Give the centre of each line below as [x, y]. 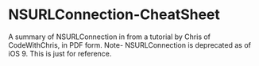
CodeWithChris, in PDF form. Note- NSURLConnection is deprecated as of [130, 45]
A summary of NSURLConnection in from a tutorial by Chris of [110, 37]
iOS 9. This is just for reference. [60, 53]
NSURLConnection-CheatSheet [114, 15]
